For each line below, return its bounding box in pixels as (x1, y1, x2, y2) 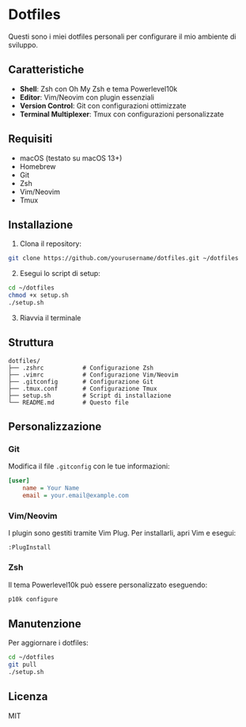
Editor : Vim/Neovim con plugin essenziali (19, 93, 154, 102)
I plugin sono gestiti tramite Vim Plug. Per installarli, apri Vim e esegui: (8, 528, 237, 538)
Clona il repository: (19, 239, 81, 248)
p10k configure (8, 595, 59, 603)
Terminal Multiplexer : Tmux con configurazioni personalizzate (19, 109, 224, 119)
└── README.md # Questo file (8, 398, 129, 407)
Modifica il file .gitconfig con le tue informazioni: (8, 461, 170, 471)
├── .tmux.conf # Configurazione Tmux (8, 384, 157, 392)
